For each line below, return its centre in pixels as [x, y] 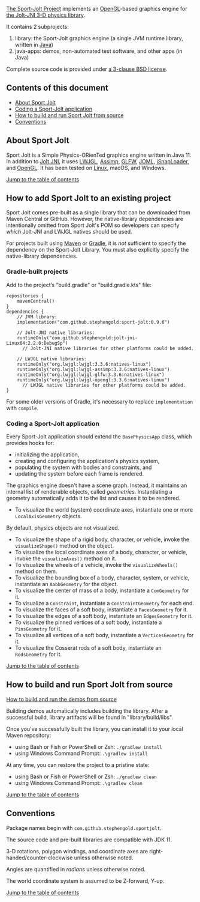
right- [156, 851]
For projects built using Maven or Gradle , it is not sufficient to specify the [96, 243]
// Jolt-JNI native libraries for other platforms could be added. [108, 348]
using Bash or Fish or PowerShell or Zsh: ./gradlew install [89, 746]
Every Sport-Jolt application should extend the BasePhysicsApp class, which [99, 437]
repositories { [25, 296]
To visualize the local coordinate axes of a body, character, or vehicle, [101, 552]
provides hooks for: [30, 443]
